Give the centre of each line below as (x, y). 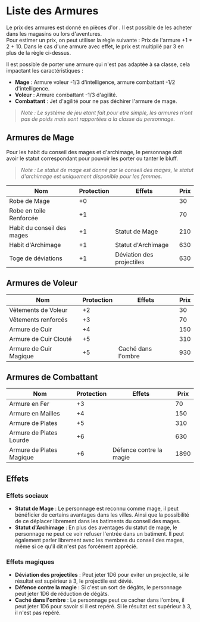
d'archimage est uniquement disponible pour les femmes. (91, 176)
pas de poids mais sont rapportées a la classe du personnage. (98, 119)
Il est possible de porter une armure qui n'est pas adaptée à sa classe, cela (98, 64)
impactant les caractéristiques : (45, 70)
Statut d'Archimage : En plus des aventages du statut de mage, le (96, 527)
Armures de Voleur (42, 283)
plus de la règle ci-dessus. (39, 52)
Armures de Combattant (52, 377)
